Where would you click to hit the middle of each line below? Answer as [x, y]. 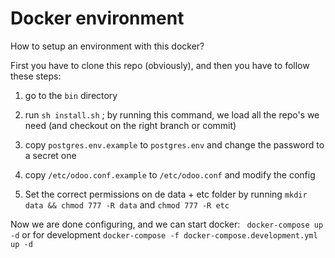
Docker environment [97, 18]
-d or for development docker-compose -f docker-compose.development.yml [164, 234]
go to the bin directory [71, 95]
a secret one [50, 155]
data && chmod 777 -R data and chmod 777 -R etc [127, 204]
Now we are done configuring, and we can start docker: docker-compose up [167, 224]
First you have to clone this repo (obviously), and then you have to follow [160, 65]
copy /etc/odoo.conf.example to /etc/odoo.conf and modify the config [170, 174]
